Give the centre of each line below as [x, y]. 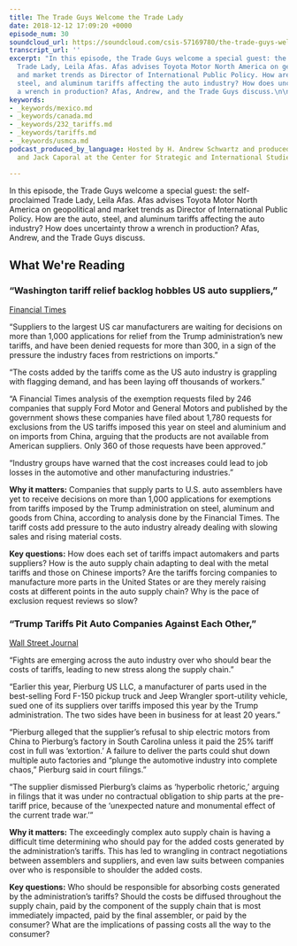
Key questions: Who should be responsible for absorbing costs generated [145, 888]
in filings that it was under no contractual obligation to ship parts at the [138, 796]
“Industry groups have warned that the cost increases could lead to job [138, 463]
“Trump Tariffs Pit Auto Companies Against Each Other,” [133, 624]
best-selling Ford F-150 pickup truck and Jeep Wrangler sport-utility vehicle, [148, 696]
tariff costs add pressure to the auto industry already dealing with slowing [144, 527]
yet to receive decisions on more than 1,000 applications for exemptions [140, 499]
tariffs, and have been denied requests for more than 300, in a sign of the [143, 345]
